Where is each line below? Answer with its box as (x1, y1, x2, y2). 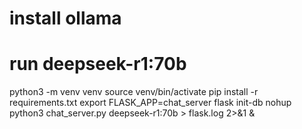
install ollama (9, 7, 122, 30)
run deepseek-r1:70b (9, 53, 187, 76)
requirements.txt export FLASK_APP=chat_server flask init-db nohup (9, 97, 292, 109)
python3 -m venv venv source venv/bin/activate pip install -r (9, 86, 259, 98)
